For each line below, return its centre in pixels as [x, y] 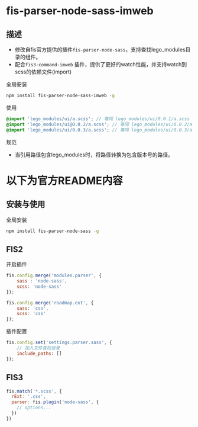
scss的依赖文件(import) [43, 72]
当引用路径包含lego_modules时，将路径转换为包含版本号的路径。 [94, 155]
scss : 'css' [31, 314]
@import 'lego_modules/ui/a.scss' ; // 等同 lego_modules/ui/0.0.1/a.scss [98, 119]
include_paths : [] [39, 354]
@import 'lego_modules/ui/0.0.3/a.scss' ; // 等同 [67, 130]
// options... [34, 408]
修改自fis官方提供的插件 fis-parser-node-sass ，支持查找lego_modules [100, 49]
